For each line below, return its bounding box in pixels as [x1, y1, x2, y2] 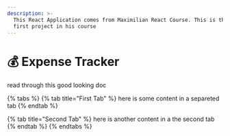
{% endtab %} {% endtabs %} [7, 122, 92, 131]
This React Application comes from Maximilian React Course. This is [13, 16, 216, 23]
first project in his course [13, 23, 97, 30]
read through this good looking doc [7, 81, 107, 89]
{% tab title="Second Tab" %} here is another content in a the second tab [7, 115, 215, 124]
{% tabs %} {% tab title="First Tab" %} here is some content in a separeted [7, 94, 220, 103]
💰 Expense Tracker [7, 54, 120, 69]
